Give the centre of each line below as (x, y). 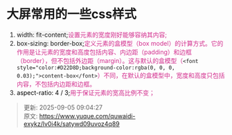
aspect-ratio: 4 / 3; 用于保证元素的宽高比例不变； (86, 92)
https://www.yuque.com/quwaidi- (87, 116)
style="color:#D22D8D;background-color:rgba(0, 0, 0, (96, 67)
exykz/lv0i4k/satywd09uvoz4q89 (72, 124)
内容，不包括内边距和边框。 (56, 84)
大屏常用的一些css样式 (71, 14)
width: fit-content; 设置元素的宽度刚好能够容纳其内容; (92, 35)
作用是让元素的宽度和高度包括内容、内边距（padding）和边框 (104, 52)
